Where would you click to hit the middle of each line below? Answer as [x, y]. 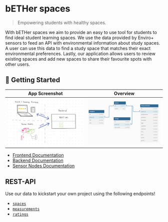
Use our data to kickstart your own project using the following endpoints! [80, 194]
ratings [20, 214]
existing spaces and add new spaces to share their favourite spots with [78, 59]
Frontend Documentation [38, 155]
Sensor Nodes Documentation [43, 166]
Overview [124, 94]
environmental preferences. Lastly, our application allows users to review [80, 54]
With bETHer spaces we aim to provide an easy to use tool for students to [81, 32]
